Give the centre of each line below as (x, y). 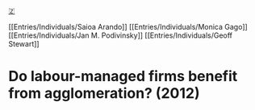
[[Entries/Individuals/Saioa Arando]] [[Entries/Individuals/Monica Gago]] (128, 27)
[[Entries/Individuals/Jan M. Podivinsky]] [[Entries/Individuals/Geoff (120, 35)
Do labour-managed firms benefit (123, 77)
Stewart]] (24, 44)
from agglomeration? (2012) (104, 94)
